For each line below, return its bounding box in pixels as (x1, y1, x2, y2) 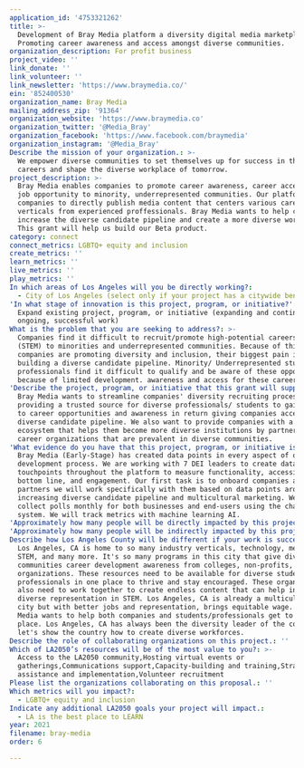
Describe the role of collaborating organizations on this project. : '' (9, 636, 290, 646)
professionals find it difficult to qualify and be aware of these (17, 367, 278, 376)
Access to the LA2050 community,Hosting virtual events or (17, 653, 245, 662)
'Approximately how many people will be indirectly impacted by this (9, 527, 278, 536)
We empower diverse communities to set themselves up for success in (17, 156, 285, 166)
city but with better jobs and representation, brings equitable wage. (17, 603, 294, 612)
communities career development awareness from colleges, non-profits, (17, 561, 294, 570)
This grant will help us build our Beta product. (17, 224, 208, 233)
